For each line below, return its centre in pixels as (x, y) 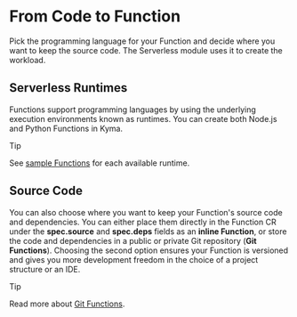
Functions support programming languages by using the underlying (132, 110)
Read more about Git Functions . (67, 304)
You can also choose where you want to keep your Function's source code (146, 212)
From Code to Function (95, 16)
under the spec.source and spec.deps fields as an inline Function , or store (148, 231)
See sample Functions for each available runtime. (100, 163)
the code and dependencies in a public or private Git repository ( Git (133, 240)
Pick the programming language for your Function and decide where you (142, 41)
